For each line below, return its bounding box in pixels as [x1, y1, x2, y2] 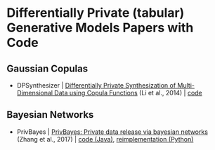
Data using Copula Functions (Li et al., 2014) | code [54, 89, 203, 97]
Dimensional [16, 89, 53, 97]
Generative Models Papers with [6, 20, 194, 36]
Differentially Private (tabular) [6, 5, 185, 21]
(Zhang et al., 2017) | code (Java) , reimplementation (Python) [16, 135, 194, 143]
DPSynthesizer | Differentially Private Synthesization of [16, 81, 176, 89]
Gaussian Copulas [6, 62, 89, 74]
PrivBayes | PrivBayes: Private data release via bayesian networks [16, 128, 209, 136]
